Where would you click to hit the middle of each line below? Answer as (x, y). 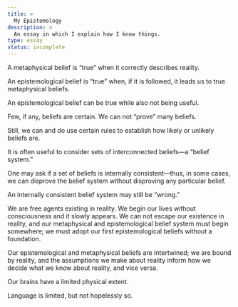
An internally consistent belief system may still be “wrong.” (94, 195)
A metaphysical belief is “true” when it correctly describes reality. (103, 67)
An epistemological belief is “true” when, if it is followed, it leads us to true (117, 81)
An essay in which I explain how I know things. (87, 34)
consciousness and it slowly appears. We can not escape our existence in (116, 216)
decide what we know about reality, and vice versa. (83, 268)
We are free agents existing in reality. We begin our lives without (102, 208)
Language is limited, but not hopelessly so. (70, 296)
